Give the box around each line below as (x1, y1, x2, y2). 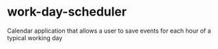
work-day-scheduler (7, 4, 127, 20)
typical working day (7, 33, 63, 42)
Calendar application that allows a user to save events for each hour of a (7, 27, 212, 35)
